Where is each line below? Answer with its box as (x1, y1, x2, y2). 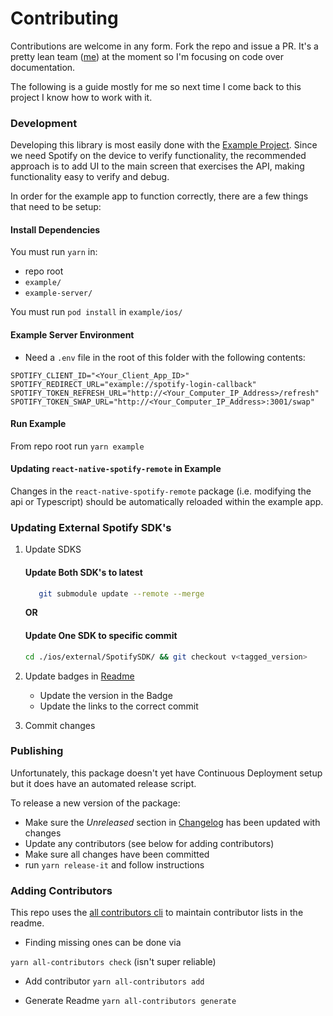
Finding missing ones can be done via (24, 937, 182, 949)
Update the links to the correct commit (39, 700, 199, 712)
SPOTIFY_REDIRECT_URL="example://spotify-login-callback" (10, 379, 257, 389)
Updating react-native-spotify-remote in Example (10, 463, 222, 475)
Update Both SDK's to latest (24, 566, 143, 578)
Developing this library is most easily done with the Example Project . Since (10, 139, 318, 151)
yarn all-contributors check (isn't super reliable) (10, 956, 217, 968)
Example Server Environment (10, 329, 135, 341)
